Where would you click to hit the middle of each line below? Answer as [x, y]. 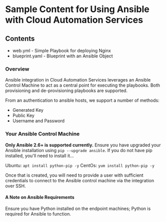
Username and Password [39, 121]
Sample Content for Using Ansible [77, 9]
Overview [17, 69]
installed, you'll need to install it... [40, 156]
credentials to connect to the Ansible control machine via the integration [80, 180]
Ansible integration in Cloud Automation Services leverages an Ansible [78, 80]
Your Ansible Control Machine [43, 134]
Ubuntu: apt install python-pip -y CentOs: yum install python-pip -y [80, 165]
